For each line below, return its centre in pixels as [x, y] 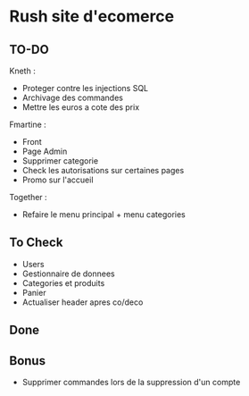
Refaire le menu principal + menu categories [104, 215]
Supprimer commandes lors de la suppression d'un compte [131, 383]
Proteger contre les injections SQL [85, 88]
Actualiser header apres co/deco [83, 302]
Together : [28, 197]
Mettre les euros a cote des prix [81, 107]
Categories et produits [63, 282]
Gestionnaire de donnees [68, 274]
